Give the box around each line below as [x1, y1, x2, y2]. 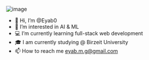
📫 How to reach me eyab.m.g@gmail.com [14, 48, 118, 54]
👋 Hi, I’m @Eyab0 [14, 17, 57, 24]
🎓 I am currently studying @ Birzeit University [14, 39, 128, 45]
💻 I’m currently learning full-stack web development [14, 30, 143, 36]
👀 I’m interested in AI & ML [14, 24, 79, 30]
